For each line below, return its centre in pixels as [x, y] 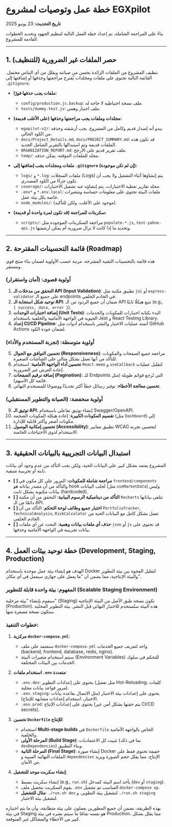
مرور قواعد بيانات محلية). [45, 688]
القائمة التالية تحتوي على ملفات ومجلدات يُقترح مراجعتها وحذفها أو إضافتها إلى [79, 77]
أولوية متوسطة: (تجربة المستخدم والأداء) [50, 342]
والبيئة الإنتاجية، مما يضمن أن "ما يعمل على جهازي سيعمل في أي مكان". [73, 577]
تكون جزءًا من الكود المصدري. [49, 181]
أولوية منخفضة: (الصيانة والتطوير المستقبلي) [54, 399]
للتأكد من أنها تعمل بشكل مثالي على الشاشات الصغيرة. [65, 359]
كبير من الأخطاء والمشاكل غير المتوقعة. [43, 819]
